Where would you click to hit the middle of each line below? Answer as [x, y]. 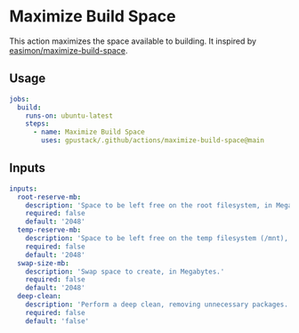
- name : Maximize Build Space [89, 132]
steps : [37, 124]
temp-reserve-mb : [49, 230]
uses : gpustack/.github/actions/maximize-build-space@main [153, 141]
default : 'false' [57, 321]
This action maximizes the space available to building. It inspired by [133, 41]
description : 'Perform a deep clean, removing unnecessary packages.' [159, 305]
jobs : [19, 99]
